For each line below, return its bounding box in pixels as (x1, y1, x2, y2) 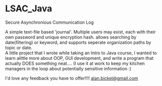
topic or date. (5, 44, 33, 50)
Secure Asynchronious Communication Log (5, 19, 94, 25)
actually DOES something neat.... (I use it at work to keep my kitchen (5, 60, 145, 66)
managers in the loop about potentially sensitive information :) (5, 65, 132, 72)
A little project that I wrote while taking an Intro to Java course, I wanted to (5, 50, 157, 56)
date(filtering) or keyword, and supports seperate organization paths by (5, 39, 152, 45)
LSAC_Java (5, 3, 53, 14)
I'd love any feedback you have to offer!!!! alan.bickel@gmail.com (5, 75, 138, 81)
